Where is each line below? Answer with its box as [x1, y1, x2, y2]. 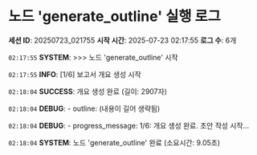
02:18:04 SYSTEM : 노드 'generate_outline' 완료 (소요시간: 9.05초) [8, 137, 221, 147]
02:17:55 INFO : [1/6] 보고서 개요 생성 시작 [8, 69, 142, 79]
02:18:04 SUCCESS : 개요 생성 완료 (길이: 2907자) [8, 86, 167, 96]
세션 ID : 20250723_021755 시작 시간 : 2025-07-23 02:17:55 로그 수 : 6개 [8, 35, 237, 45]
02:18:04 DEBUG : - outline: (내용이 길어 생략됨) [8, 104, 161, 113]
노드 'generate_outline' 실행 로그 [8, 7, 221, 26]
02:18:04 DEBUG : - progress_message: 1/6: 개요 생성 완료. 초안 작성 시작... [8, 120, 250, 130]
